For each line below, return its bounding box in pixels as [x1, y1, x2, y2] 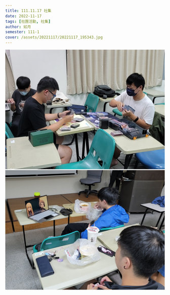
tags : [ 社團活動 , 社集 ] [5, 19, 51, 24]
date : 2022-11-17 [5, 13, 42, 19]
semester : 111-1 [5, 29, 39, 35]
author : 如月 [5, 24, 31, 29]
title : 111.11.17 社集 [5, 8, 52, 13]
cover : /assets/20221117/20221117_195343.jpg [5, 35, 103, 40]
